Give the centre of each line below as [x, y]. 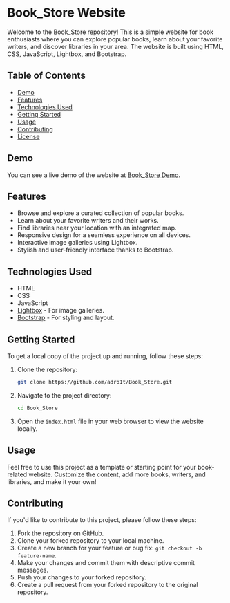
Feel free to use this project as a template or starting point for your [102, 467]
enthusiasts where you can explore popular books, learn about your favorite [115, 39]
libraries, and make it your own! [52, 481]
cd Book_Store [37, 408]
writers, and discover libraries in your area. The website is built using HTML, [116, 46]
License [28, 136]
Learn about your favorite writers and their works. [88, 221]
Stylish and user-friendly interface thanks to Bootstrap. [95, 250]
